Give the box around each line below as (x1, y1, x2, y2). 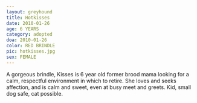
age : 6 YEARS (6, 25, 39, 32)
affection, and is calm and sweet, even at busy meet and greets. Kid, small (6, 83, 192, 91)
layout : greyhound (6, 8, 53, 15)
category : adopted (6, 32, 53, 38)
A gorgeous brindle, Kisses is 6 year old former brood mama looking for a (6, 70, 189, 78)
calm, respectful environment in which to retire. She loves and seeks (6, 77, 176, 84)
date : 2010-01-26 (6, 20, 50, 26)
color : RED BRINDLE (6, 43, 56, 49)
